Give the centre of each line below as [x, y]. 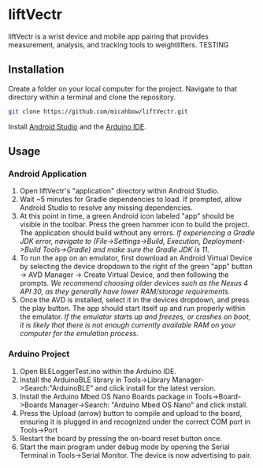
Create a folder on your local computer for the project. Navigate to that [123, 88]
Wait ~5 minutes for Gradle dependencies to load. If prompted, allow [131, 200]
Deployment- [224, 241]
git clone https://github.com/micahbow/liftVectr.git [98, 111]
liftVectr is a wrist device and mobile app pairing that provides [108, 36]
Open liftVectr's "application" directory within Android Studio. [119, 191]
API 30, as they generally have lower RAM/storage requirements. [125, 292]
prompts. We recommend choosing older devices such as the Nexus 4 [134, 283]
